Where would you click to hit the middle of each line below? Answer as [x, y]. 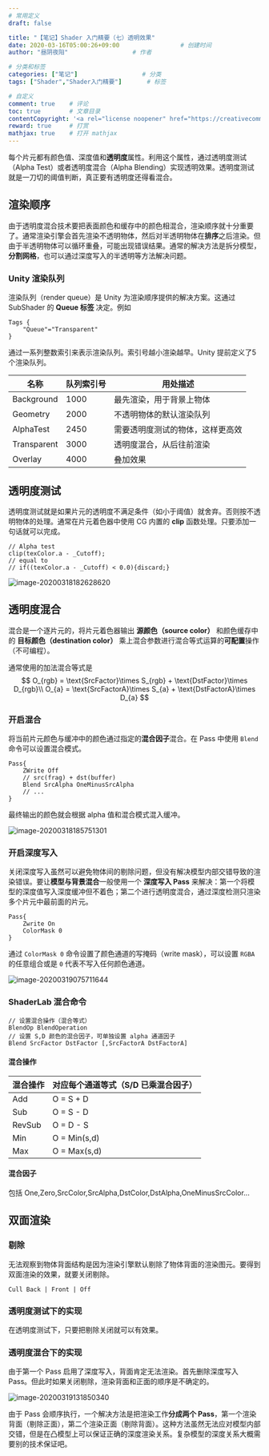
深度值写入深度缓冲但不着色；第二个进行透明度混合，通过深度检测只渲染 [141, 892]
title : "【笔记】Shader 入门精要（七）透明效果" [82, 38]
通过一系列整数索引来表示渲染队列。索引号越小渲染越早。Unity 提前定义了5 [132, 352]
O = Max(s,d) [77, 1151]
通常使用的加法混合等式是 [50, 667]
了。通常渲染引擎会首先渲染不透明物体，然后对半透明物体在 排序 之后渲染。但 [134, 235]
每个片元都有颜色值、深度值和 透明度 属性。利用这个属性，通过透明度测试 [127, 157]
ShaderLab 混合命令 [47, 1002]
